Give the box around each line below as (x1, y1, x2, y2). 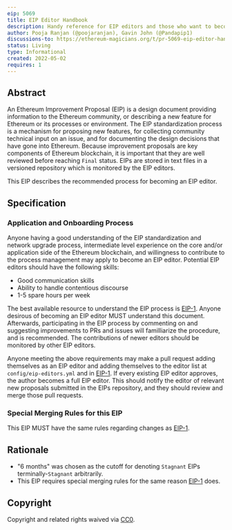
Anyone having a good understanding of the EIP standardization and (7, 234, 202, 242)
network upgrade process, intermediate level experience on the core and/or (7, 241, 223, 249)
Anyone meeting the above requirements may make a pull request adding (7, 355, 215, 363)
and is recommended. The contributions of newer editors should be (7, 334, 200, 342)
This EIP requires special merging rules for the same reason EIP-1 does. (17, 477, 221, 485)
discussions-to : (7, 36, 54, 43)
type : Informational (7, 49, 67, 56)
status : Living (7, 42, 51, 49)
